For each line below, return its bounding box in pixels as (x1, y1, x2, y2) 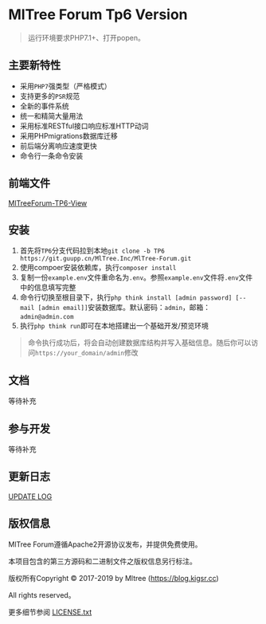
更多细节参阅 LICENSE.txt (8, 607, 92, 617)
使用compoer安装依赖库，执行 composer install (19, 263, 177, 273)
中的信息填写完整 (19, 283, 76, 292)
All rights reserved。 (8, 590, 76, 599)
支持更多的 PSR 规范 (19, 91, 80, 100)
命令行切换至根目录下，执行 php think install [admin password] (19, 292, 233, 302)
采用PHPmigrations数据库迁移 (19, 131, 118, 140)
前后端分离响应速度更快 (19, 141, 97, 151)
